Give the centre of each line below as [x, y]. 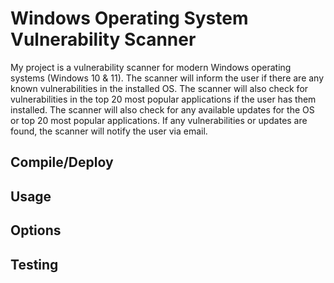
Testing [34, 264]
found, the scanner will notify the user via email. [109, 131]
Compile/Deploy [62, 162]
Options [36, 230]
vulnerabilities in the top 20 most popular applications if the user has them [163, 99]
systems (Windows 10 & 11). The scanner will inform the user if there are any [167, 78]
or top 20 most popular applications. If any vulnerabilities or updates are [159, 120]
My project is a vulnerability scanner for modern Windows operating [151, 67]
